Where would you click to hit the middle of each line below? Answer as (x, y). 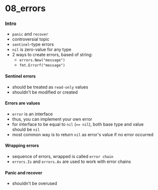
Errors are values (23, 103)
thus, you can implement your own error (52, 119)
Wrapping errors (22, 145)
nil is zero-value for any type (42, 49)
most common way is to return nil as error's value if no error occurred (83, 134)
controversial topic (31, 39)
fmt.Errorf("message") (42, 65)
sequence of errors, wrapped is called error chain (63, 157)
